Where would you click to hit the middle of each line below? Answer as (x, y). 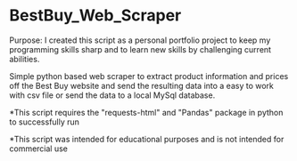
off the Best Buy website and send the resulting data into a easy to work (142, 85)
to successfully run (45, 122)
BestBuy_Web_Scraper (95, 16)
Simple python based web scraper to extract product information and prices (149, 76)
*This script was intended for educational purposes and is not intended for (147, 139)
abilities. (25, 59)
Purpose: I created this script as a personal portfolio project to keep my (140, 40)
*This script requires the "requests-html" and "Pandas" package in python (146, 112)
